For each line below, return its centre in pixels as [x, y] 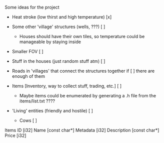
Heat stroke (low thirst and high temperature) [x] [62, 17]
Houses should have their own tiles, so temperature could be [82, 36]
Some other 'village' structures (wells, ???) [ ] [58, 27]
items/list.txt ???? [37, 101]
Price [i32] [15, 135]
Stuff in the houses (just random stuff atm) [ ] [58, 61]
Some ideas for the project [32, 7]
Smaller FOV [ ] [27, 51]
